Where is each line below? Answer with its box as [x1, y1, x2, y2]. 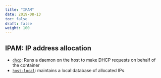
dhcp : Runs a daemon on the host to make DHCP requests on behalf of [12, 57, 156, 63]
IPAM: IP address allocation [5, 44, 92, 52]
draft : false [5, 21, 32, 26]
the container [12, 62, 40, 68]
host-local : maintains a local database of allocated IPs [12, 67, 125, 73]
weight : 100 [5, 26, 30, 31]
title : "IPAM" [5, 7, 35, 12]
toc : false [5, 16, 28, 21]
